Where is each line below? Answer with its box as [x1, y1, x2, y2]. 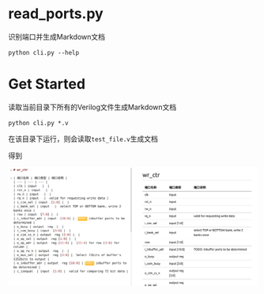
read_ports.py [8, 5, 104, 23]
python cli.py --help [8, 48, 80, 56]
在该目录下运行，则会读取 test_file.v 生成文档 [8, 134, 158, 143]
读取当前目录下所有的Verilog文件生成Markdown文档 [8, 102, 177, 112]
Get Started [8, 75, 85, 94]
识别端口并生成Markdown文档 [8, 32, 105, 41]
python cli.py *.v [8, 119, 69, 127]
